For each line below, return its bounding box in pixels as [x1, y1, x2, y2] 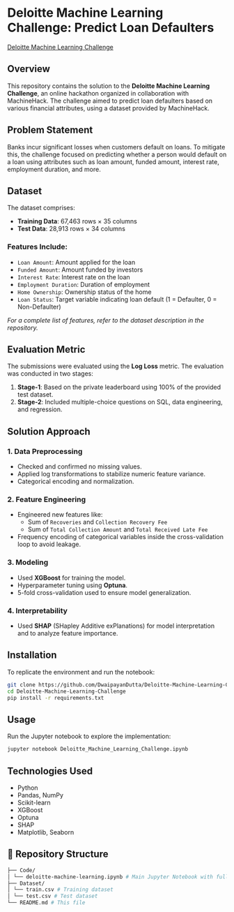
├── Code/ [7, 867, 36, 874]
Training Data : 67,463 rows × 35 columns [17, 217, 137, 226]
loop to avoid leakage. [17, 540, 81, 549]
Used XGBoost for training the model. [17, 573, 126, 582]
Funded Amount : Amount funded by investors [17, 265, 143, 274]
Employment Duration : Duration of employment [17, 280, 150, 288]
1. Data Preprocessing [7, 446, 83, 456]
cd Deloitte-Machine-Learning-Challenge [7, 688, 127, 695]
